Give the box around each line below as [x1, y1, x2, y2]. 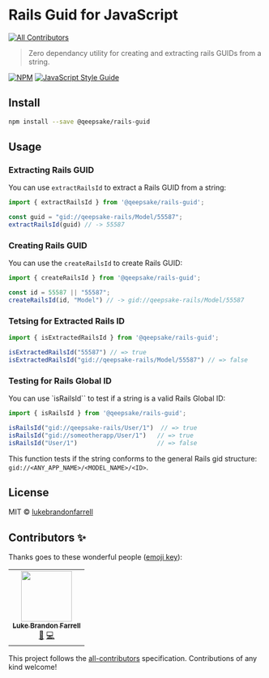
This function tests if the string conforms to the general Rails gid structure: [8, 453, 258, 463]
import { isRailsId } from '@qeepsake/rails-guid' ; [8, 410, 186, 418]
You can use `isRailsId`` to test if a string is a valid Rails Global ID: [8, 393, 226, 403]
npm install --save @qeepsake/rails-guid [8, 118, 151, 126]
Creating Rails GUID [8, 239, 88, 251]
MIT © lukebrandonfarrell [8, 507, 93, 517]
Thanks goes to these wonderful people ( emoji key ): [8, 552, 183, 562]
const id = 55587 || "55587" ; [8, 289, 111, 297]
